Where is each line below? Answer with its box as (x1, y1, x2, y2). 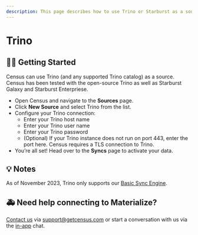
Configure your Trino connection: (14, 110, 96, 117)
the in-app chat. (6, 222, 45, 230)
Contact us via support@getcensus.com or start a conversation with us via (6, 216, 187, 223)
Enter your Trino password (23, 128, 88, 135)
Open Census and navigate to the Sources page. (14, 97, 134, 104)
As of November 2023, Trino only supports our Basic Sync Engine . (6, 180, 168, 187)
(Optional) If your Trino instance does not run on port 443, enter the (23, 134, 189, 141)
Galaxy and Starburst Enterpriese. (6, 85, 88, 92)
